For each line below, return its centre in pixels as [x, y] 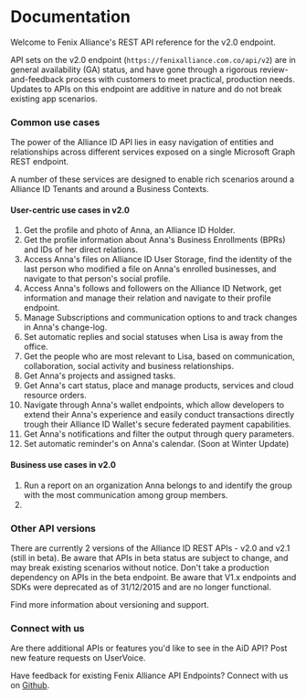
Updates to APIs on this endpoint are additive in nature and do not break [146, 89]
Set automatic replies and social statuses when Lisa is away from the [153, 337]
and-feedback [37, 79]
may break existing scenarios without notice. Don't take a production [140, 567]
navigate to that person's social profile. [97, 279]
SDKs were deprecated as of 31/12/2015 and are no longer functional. [141, 587]
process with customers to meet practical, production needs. [180, 79]
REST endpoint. [40, 162]
